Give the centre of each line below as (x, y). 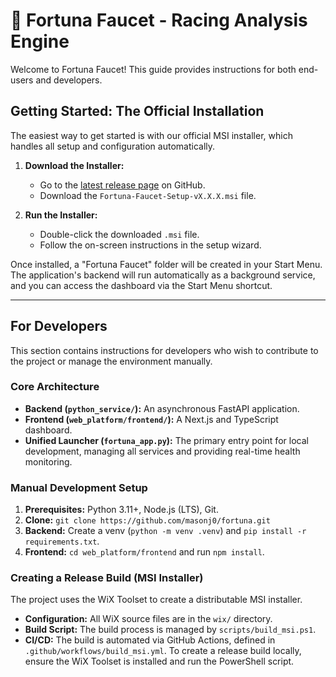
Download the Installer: (74, 165)
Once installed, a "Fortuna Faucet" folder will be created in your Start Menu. (166, 264)
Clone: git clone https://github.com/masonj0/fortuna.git (147, 520)
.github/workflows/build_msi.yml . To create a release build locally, (163, 651)
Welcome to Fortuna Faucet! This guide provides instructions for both (153, 69)
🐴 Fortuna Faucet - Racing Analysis (159, 20)
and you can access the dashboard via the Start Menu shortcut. (141, 285)
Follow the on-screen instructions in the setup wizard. (150, 245)
